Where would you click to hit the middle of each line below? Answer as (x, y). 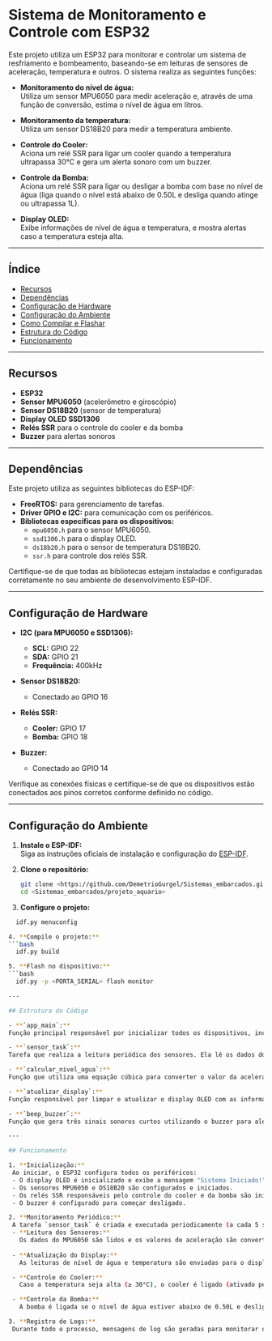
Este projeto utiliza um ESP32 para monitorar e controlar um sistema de (127, 54)
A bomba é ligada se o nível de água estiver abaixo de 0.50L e (130, 1307)
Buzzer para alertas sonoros (68, 436)
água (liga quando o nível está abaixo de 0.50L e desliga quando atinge (139, 194)
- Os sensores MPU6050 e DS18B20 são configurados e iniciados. (122, 1188)
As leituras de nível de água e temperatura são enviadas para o (132, 1262)
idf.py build (38, 952)
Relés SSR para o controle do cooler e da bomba (102, 428)
